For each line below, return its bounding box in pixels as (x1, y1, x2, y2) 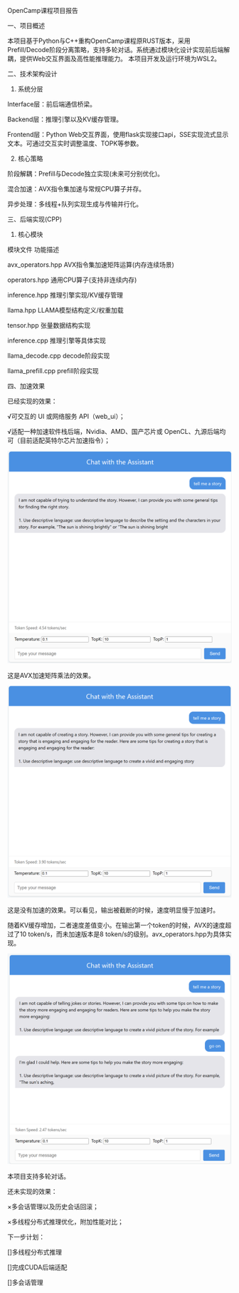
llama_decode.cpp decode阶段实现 (7, 352, 110, 360)
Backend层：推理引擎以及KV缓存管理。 (7, 115, 123, 123)
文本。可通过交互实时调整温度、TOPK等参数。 (7, 139, 143, 148)
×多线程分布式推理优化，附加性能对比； (7, 1217, 124, 1226)
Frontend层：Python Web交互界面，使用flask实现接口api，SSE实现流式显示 (7, 131, 229, 138)
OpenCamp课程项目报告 (7, 6, 78, 14)
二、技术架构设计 (7, 70, 58, 78)
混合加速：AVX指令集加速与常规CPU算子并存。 (7, 185, 146, 193)
